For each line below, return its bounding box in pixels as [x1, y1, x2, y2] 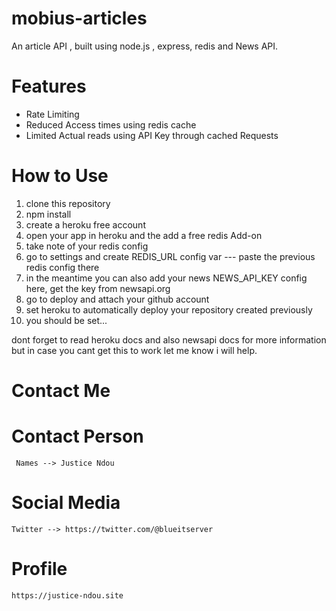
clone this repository [25, 197, 111, 209]
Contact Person [11, 425, 144, 448]
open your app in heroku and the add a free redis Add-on [25, 229, 263, 241]
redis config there [25, 261, 100, 273]
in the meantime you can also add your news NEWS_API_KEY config [25, 272, 308, 284]
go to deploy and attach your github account [25, 293, 210, 305]
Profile [11, 558, 68, 581]
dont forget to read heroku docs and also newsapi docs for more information [11, 333, 327, 346]
